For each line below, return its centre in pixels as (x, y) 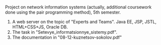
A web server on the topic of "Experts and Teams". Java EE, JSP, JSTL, (84, 22)
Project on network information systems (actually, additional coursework (78, 7)
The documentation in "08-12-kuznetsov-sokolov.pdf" (67, 37)
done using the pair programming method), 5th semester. (63, 12)
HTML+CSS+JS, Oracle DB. (40, 27)
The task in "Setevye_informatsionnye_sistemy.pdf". (65, 32)
